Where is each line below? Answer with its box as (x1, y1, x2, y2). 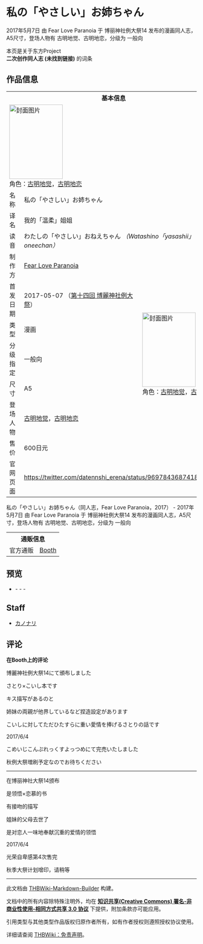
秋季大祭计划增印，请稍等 (6, 866, 70, 874)
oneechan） (24, 241, 59, 250)
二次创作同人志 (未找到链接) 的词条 (6, 55, 92, 62)
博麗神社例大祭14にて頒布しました (6, 669, 92, 677)
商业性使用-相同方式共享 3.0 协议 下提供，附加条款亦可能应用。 (6, 905, 164, 912)
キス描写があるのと (6, 695, 54, 702)
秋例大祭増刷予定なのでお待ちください (6, 758, 101, 766)
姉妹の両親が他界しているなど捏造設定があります (6, 708, 128, 715)
